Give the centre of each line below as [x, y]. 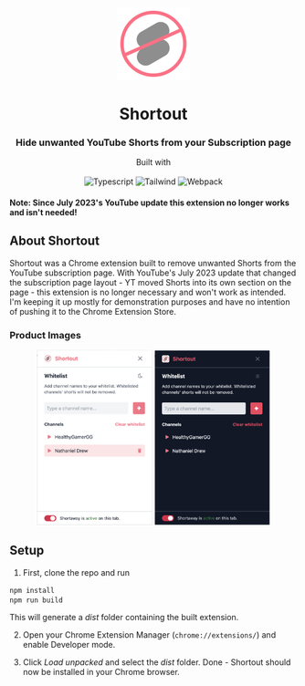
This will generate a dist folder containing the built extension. [124, 618]
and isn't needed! [43, 213]
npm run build [37, 600]
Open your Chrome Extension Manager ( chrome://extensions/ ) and [149, 635]
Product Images [46, 335]
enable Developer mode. [69, 645]
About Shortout [55, 241]
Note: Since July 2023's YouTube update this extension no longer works [150, 203]
